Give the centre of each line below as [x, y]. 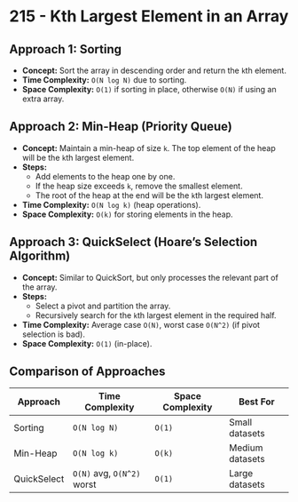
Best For [257, 402]
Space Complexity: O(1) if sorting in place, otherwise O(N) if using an [149, 89]
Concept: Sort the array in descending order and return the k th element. [154, 70]
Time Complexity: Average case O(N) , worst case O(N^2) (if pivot [141, 324]
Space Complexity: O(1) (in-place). [87, 343]
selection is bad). [54, 334]
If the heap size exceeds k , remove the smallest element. [139, 186]
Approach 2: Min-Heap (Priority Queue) [121, 127]
